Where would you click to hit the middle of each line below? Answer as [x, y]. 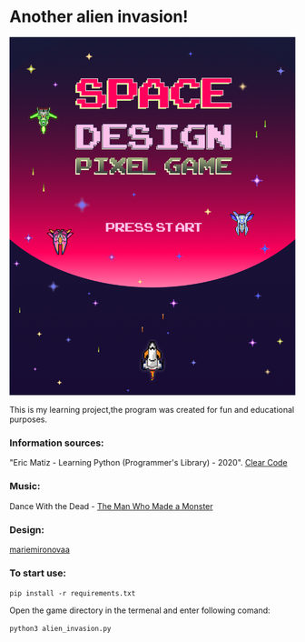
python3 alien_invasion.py [60, 629]
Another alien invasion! [99, 17]
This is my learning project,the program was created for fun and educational [152, 410]
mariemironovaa [40, 549]
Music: [25, 487]
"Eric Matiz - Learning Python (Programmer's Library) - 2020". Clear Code [148, 463]
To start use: [38, 573]
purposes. [29, 419]
